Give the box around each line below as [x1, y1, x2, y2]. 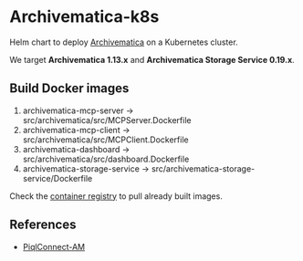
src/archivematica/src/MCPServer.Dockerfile [22, 114, 192, 125]
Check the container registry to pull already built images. [9, 190, 224, 202]
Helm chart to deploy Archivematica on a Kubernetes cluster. [9, 37, 239, 47]
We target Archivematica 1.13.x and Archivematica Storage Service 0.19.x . [9, 54, 295, 65]
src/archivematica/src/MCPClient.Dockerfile [22, 134, 189, 145]
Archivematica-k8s [9, 6, 160, 27]
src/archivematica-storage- [151, 162, 256, 174]
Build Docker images [9, 80, 130, 97]
